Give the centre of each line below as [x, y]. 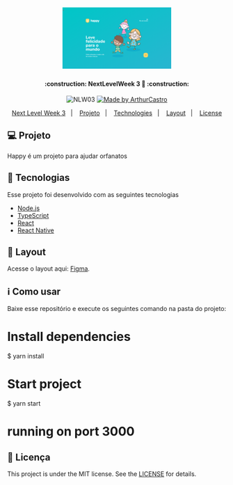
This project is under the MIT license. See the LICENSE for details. [102, 474]
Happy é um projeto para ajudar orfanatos [67, 156]
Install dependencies [69, 337]
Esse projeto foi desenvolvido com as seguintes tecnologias [93, 194]
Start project [45, 384]
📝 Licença [29, 457]
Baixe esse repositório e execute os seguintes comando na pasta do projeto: [117, 309]
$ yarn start [24, 404]
